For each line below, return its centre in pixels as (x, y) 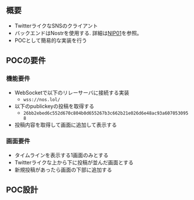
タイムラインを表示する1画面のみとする (62, 155)
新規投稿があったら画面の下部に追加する (63, 170)
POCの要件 (26, 61)
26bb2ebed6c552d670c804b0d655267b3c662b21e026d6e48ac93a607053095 (106, 113)
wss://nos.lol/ (41, 99)
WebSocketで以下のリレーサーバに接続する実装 (72, 92)
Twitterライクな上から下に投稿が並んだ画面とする (74, 162)
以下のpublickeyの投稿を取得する (54, 106)
